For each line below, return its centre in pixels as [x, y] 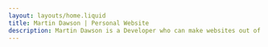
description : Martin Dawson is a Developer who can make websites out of [135, 30]
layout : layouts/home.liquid [57, 16]
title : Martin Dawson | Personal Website [79, 23]
